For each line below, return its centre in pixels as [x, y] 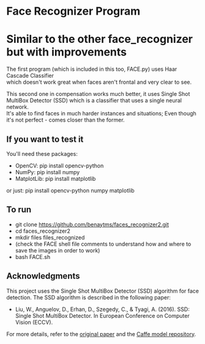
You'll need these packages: [42, 153]
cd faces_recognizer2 [43, 231]
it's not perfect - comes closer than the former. [65, 120]
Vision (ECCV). [34, 322]
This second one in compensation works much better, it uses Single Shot [98, 94]
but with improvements [67, 52]
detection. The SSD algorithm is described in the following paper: [89, 297]
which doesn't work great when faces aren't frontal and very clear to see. [99, 82]
